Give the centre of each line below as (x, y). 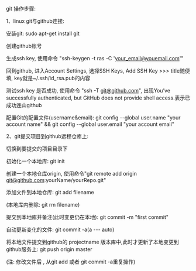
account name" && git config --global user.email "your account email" (90, 124)
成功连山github (24, 105)
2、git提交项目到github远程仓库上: (47, 136)
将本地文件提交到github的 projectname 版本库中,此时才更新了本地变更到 (93, 242)
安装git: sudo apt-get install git (43, 33)
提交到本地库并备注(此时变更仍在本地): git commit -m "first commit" (87, 217)
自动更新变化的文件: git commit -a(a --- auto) (60, 229)
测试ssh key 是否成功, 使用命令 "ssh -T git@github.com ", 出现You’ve (88, 90)
